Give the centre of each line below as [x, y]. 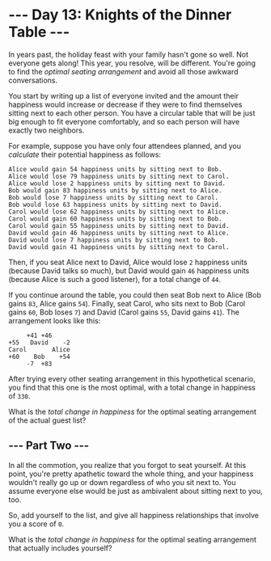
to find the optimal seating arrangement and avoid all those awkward [123, 71]
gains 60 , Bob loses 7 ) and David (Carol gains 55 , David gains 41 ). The [124, 312]
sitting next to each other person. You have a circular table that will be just [132, 113]
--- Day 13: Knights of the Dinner [120, 15]
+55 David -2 [39, 342]
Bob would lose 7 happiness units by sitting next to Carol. [114, 197]
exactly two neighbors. [47, 130]
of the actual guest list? [47, 420]
